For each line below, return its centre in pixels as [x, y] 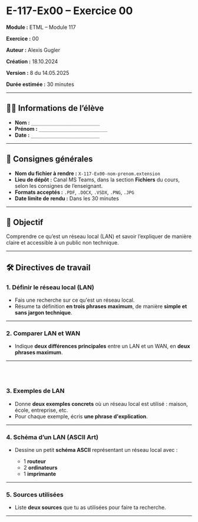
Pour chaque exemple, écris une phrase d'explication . [81, 416]
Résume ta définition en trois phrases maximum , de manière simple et [101, 306]
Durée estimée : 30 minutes [40, 84]
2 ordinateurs [40, 467]
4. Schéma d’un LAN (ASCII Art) [52, 437]
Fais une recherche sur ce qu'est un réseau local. [75, 300]
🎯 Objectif [25, 222]
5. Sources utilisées [35, 494]
